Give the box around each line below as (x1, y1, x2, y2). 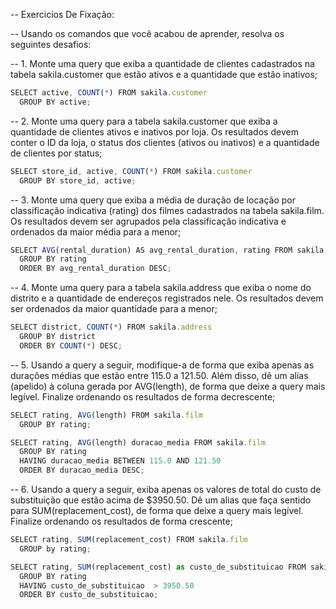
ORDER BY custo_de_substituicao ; (19, 590, 159, 600)
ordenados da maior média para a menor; (10, 225, 182, 238)
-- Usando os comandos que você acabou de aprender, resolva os (10, 28, 285, 39)
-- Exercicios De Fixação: (10, 9, 115, 20)
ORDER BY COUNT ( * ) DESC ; (19, 340, 123, 351)
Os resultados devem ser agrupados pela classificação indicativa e (10, 215, 287, 227)
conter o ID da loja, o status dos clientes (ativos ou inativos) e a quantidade (10, 136, 320, 148)
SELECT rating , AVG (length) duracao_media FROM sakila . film (10, 437, 267, 448)
